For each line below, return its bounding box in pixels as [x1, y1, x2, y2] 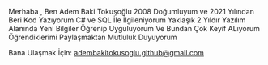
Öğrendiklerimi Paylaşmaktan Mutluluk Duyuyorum [8, 32, 177, 42]
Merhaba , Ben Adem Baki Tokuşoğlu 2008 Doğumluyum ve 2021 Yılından [8, 7, 255, 16]
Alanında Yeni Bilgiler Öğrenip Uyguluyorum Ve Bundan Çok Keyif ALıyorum [8, 24, 261, 33]
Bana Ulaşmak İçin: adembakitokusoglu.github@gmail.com [8, 48, 205, 57]
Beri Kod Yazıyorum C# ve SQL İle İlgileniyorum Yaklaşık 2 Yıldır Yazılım [8, 15, 246, 25]
